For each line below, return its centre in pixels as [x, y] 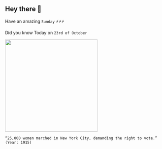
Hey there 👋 [23, 9]
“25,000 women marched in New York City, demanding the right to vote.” [81, 138]
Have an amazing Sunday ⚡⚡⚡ [35, 21]
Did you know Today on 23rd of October [46, 32]
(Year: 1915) [18, 142]
